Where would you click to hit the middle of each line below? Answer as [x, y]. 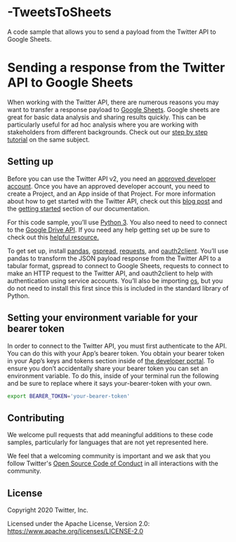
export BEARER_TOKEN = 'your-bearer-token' [69, 396]
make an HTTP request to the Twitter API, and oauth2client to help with [110, 273]
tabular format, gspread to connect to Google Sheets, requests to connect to [118, 265]
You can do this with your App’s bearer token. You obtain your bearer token [116, 353]
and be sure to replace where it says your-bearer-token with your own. [110, 383]
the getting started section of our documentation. [79, 208]
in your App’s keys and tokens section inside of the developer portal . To [111, 360]
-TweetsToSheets [59, 12]
